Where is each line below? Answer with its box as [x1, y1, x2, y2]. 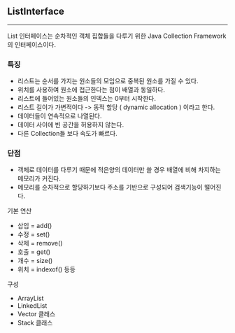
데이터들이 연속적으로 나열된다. [17, 112, 103, 120]
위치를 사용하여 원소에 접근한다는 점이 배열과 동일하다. [17, 85, 166, 94]
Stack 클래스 [17, 318, 53, 327]
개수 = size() [17, 257, 53, 265]
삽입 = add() [17, 222, 52, 230]
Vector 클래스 [17, 310, 56, 318]
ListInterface [7, 6, 64, 17]
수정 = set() [17, 230, 50, 239]
